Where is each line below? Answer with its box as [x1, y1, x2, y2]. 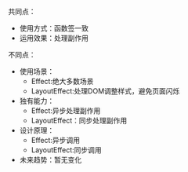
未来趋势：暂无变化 [19, 156, 82, 164]
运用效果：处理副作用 [19, 34, 89, 42]
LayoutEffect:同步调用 [31, 145, 102, 155]
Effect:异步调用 [31, 136, 81, 145]
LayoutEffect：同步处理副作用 [31, 116, 128, 125]
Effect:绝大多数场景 [31, 77, 94, 86]
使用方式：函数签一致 [19, 24, 89, 33]
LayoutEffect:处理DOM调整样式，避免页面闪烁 [31, 86, 180, 96]
